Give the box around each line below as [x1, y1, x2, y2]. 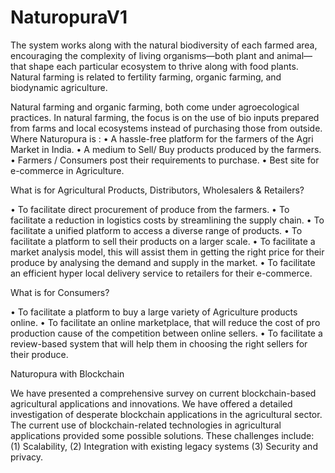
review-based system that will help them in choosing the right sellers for [10, 337, 308, 350]
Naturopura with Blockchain [10, 367, 125, 380]
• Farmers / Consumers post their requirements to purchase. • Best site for [10, 154, 320, 166]
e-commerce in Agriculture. [10, 164, 125, 176]
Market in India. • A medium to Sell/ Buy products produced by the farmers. [10, 143, 322, 155]
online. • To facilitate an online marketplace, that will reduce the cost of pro [10, 316, 321, 328]
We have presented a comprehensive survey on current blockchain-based [10, 387, 317, 399]
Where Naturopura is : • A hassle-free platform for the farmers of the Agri [10, 132, 314, 145]
